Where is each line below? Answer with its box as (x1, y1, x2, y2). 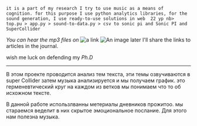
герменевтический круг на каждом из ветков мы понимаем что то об (6, 83, 181, 90)
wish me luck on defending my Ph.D (6, 54, 93, 61)
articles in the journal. (6, 43, 59, 49)
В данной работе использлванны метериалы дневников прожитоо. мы (6, 101, 184, 108)
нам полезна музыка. (6, 113, 60, 120)
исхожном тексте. (6, 90, 52, 96)
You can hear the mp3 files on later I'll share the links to (6, 36, 191, 43)
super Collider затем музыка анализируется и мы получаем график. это (6, 77, 186, 84)
